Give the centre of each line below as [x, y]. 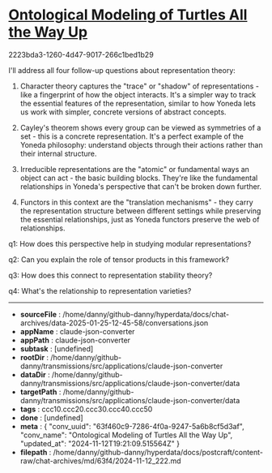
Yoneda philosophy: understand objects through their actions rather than [141, 144]
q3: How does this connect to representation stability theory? [110, 275]
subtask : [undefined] [57, 348]
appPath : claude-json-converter [75, 340]
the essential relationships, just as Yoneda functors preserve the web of [140, 219]
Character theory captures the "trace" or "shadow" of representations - [139, 86]
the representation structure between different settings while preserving [140, 211]
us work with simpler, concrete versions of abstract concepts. [123, 112]
